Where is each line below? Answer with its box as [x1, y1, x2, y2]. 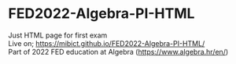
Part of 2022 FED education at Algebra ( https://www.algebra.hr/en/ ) [8, 47, 229, 56]
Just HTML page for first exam [8, 30, 108, 40]
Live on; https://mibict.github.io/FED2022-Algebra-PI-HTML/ [8, 38, 205, 48]
